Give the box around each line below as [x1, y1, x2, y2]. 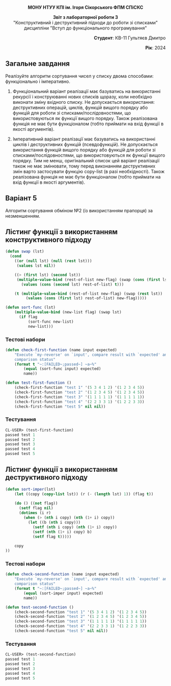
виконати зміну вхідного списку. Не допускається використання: [12, 99, 155, 105]
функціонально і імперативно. [5, 78, 70, 84]
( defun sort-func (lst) [5, 305, 56, 310]
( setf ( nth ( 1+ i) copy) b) [32, 529, 93, 534]
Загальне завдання [5, 60, 70, 68]
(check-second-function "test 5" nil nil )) [14, 628, 108, 634]
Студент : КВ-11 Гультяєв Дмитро [94, 35, 166, 41]
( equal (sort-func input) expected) [23, 366, 101, 371]
